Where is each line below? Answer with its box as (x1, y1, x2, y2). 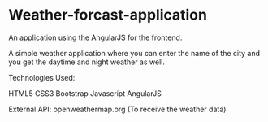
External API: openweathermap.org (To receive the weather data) (8, 104, 227, 114)
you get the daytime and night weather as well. (8, 57, 165, 67)
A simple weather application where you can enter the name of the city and (8, 48, 261, 58)
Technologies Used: (8, 72, 76, 82)
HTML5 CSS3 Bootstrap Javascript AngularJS (8, 88, 162, 98)
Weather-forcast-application (8, 6, 207, 24)
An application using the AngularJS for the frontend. (8, 33, 183, 42)
